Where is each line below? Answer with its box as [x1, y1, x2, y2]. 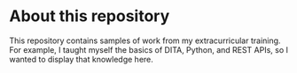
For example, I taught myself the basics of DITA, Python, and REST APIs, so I [9, 44, 289, 55]
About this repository [9, 6, 170, 26]
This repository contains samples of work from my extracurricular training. [9, 35, 281, 46]
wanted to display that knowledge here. [9, 54, 153, 64]
